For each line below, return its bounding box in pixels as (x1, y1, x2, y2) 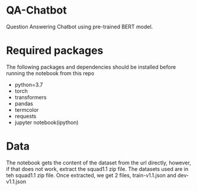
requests (14, 112, 37, 119)
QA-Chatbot (6, 4, 67, 17)
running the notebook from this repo (6, 69, 95, 77)
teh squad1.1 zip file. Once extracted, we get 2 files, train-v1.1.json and (6, 171, 176, 179)
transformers (14, 93, 47, 101)
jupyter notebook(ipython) (14, 119, 79, 126)
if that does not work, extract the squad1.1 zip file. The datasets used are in (6, 165, 189, 172)
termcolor (14, 106, 39, 113)
